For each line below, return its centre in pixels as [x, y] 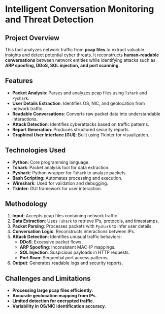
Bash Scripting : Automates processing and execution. [67, 178]
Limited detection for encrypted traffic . [53, 301]
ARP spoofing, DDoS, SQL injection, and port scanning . [62, 65]
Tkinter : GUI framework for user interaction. [57, 188]
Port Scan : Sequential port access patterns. [64, 258]
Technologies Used [35, 150]
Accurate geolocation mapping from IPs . [54, 296]
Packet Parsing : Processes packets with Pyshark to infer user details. [82, 226]
